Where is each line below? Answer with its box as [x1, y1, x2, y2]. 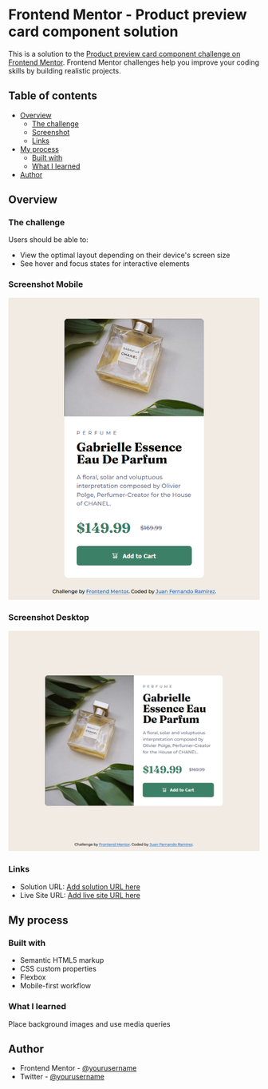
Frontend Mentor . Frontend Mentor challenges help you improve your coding [8, 58, 260, 67]
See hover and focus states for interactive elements [19, 259, 190, 268]
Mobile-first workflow [19, 981, 92, 991]
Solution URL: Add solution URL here [19, 881, 141, 892]
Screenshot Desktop [8, 612, 89, 623]
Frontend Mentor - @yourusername [19, 1063, 137, 1073]
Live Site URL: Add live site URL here [19, 890, 141, 900]
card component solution [8, 22, 179, 41]
